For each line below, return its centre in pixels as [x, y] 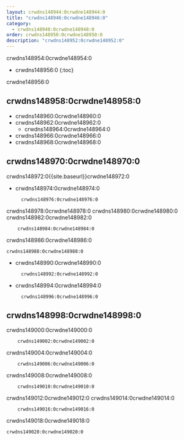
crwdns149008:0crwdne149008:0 [49, 375]
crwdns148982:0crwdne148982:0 [49, 217]
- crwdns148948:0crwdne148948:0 [53, 29]
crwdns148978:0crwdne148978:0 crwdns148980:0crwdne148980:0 [92, 211]
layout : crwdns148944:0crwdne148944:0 [56, 12]
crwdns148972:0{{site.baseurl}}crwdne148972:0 [68, 176]
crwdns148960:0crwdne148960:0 [58, 116]
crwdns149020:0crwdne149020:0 [45, 432]
